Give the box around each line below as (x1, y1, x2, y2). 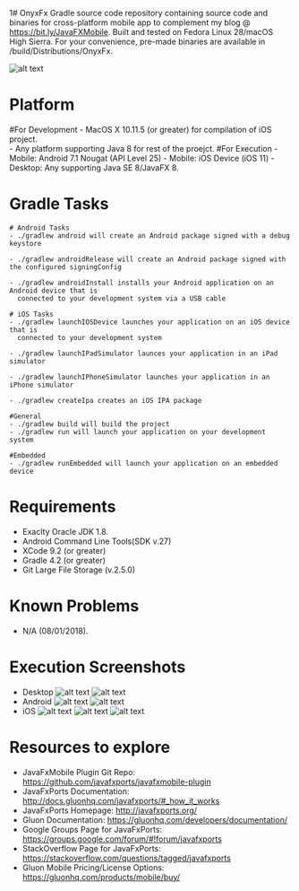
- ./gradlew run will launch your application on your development (9, 427, 267, 436)
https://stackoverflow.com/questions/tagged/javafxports (21, 852, 231, 863)
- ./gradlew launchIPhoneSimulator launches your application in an (9, 372, 270, 381)
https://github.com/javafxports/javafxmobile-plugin (21, 776, 212, 787)
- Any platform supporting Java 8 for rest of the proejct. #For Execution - (9, 143, 278, 153)
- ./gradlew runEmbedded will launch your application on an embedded (9, 459, 278, 467)
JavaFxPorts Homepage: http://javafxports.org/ (21, 805, 198, 816)
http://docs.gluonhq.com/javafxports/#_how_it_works (21, 795, 220, 806)
